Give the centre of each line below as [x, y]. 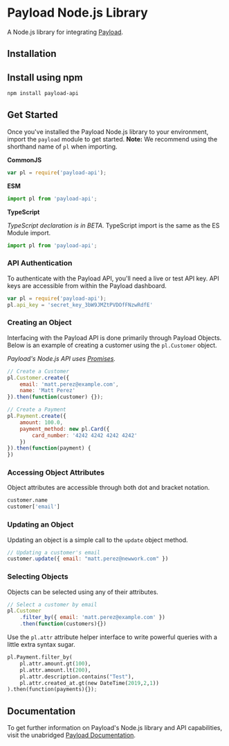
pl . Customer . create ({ [38, 378]
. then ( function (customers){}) [63, 624]
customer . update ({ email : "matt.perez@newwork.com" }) [88, 559]
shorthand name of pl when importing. [62, 146]
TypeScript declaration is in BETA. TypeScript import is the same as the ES [113, 225]
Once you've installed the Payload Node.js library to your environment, [108, 132]
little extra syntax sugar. [42, 645]
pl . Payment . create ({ [37, 416]
